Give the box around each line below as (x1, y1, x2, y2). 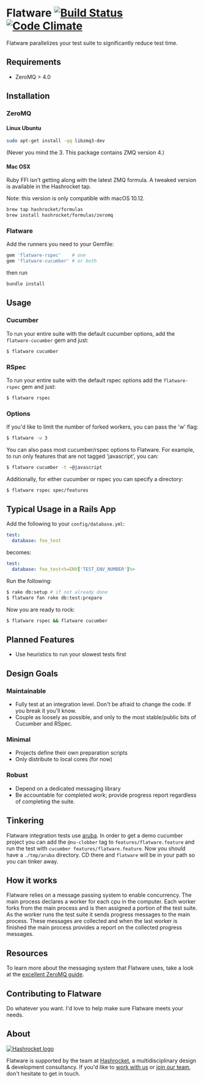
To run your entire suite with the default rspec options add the (6, 376, 162, 384)
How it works (6, 875, 57, 885)
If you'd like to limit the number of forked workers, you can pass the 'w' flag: (6, 423, 199, 430)
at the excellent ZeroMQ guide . (6, 971, 84, 978)
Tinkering (6, 816, 44, 826)
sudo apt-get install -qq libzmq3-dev (6, 138, 105, 144)
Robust (6, 771, 29, 780)
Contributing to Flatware (6, 988, 102, 999)
